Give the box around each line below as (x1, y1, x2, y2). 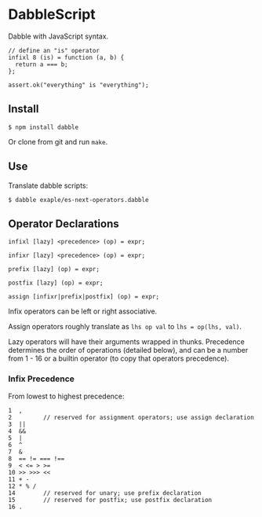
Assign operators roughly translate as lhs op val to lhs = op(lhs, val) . (8, 322, 242, 332)
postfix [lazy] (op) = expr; (8, 279, 104, 288)
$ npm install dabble (8, 123, 79, 131)
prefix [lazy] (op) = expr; (8, 266, 100, 273)
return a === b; (15, 60, 68, 68)
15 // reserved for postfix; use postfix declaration (8, 496, 213, 504)
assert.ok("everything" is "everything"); (8, 81, 149, 89)
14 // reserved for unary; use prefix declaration (8, 489, 202, 497)
